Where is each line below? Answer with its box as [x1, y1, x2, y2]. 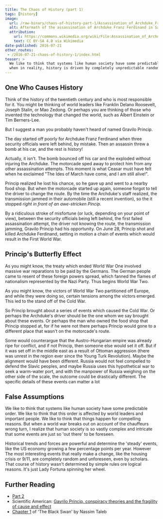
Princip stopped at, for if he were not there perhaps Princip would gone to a [5, 323, 156, 329]
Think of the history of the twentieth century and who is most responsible [5, 96, 152, 102]
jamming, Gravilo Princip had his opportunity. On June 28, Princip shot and [5, 226, 154, 232]
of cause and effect [12, 503, 52, 509]
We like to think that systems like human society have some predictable [5, 406, 148, 411]
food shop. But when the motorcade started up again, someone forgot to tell [5, 185, 157, 191]
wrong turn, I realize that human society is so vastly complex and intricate [5, 426, 153, 432]
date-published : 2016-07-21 [5, 43, 62, 48]
